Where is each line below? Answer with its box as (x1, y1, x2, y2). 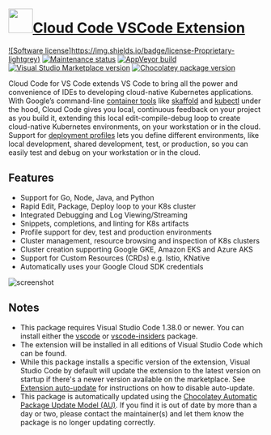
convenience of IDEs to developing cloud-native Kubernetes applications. (8, 87, 253, 97)
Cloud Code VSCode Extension (32, 19, 245, 37)
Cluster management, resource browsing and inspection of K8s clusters (19, 235, 260, 245)
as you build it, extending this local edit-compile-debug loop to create (8, 113, 241, 123)
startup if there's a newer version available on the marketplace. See (19, 374, 246, 384)
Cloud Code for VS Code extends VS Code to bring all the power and (8, 78, 239, 88)
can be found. (19, 348, 67, 358)
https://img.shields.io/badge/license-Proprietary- (71, 45, 235, 55)
